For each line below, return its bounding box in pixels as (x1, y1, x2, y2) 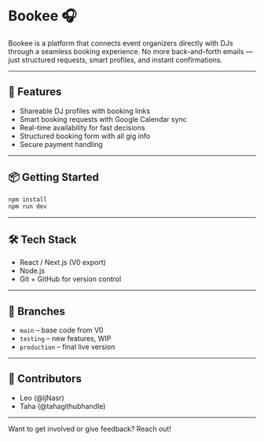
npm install (8, 195, 47, 204)
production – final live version (19, 342, 115, 351)
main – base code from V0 (19, 325, 104, 335)
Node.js (19, 266, 46, 276)
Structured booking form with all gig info (19, 131, 151, 141)
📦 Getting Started (8, 171, 100, 184)
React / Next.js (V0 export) (19, 258, 106, 267)
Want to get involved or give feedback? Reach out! (8, 424, 171, 433)
